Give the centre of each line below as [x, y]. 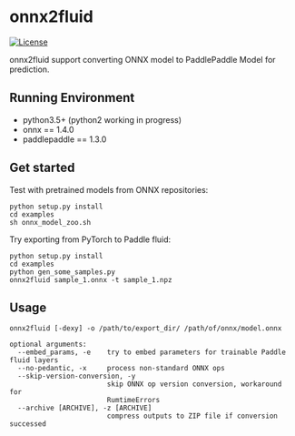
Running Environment [72, 98]
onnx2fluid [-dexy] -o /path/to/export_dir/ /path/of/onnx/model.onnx [146, 329]
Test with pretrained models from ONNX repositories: [109, 189]
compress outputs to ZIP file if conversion [192, 416]
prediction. [29, 69]
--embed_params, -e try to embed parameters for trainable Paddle [152, 352]
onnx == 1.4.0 [48, 129]
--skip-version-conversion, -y [77, 376]
